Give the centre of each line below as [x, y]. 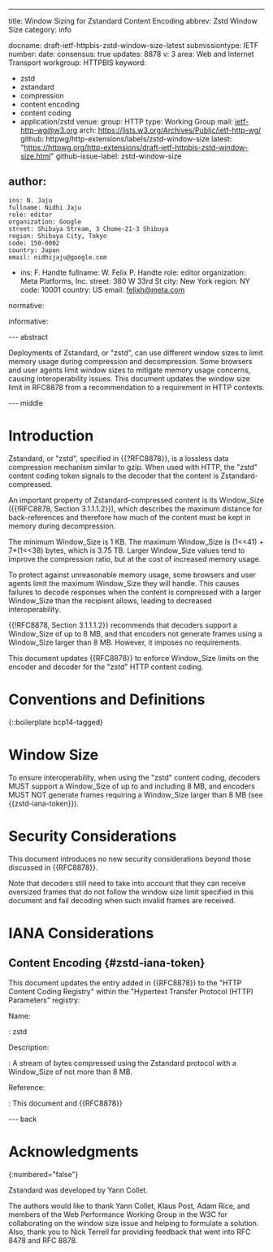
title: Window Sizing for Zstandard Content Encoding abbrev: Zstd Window [133, 21]
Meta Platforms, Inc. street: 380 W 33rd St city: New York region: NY [135, 280]
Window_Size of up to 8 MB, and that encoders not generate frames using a [135, 633]
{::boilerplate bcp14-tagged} [56, 722]
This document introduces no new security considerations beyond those [130, 859]
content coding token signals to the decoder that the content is [114, 476]
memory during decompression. [62, 526]
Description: [29, 1047]
